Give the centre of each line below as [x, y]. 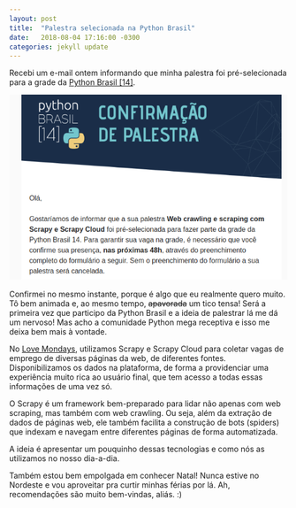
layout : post [33, 19]
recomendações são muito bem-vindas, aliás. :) [96, 495]
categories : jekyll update [59, 47]
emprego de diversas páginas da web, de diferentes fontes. [118, 358]
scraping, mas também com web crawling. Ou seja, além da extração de [140, 413]
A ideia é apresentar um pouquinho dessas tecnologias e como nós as [137, 449]
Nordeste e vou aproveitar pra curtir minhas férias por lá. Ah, [120, 485]
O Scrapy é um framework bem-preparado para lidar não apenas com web [145, 404]
